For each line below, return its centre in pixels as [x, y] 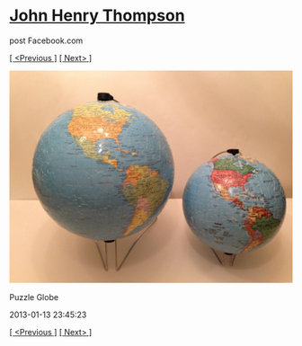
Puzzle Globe [34, 297]
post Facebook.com [46, 40]
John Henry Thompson [98, 16]
